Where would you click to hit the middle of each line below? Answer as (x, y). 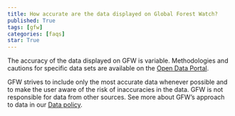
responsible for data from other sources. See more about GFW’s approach (116, 97)
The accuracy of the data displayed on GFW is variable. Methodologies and (118, 60)
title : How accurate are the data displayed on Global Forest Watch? (113, 14)
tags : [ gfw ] (25, 27)
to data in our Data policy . (45, 105)
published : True (31, 21)
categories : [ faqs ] (36, 34)
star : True (23, 41)
